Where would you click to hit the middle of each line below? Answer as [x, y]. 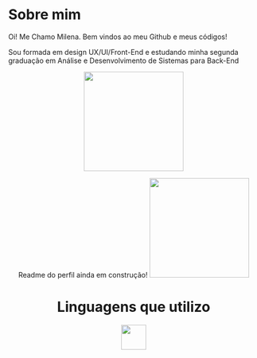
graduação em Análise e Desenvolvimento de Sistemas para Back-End [124, 60]
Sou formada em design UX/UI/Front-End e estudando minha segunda [123, 52]
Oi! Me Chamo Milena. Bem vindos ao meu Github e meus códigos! [118, 37]
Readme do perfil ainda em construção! [83, 274]
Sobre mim [45, 15]
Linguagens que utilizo [134, 307]
